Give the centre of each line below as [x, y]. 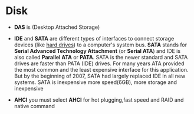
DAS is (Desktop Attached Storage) [57, 27]
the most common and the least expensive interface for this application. [101, 69]
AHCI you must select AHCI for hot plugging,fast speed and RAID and [99, 100]
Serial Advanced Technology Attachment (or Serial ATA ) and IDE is [97, 51]
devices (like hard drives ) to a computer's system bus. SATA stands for [100, 45]
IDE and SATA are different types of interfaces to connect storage [94, 38]
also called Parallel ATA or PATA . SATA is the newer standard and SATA [101, 57]
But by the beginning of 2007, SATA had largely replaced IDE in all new [100, 76]
